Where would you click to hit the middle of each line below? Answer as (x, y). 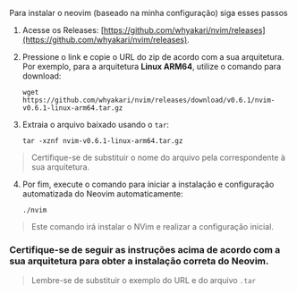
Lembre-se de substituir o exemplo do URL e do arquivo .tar (144, 280)
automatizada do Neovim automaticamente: (102, 194)
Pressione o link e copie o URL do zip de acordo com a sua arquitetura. (153, 57)
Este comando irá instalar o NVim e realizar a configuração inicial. (153, 226)
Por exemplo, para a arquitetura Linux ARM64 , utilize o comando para (152, 67)
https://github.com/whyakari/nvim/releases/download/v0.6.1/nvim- (148, 100)
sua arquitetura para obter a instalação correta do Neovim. (139, 261)
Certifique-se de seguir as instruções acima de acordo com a (145, 249)
